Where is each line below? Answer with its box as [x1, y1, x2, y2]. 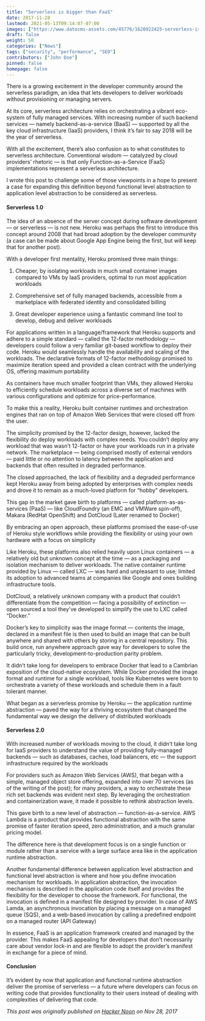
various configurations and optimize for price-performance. [6, 392, 157, 399]
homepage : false [6, 65, 48, 72]
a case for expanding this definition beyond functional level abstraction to [6, 183, 191, 190]
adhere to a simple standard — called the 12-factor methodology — [6, 335, 176, 343]
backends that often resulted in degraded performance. [6, 461, 146, 469]
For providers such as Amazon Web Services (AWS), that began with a [6, 771, 184, 779]
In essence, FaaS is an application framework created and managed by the [6, 929, 194, 937]
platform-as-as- [145, 498, 186, 505]
